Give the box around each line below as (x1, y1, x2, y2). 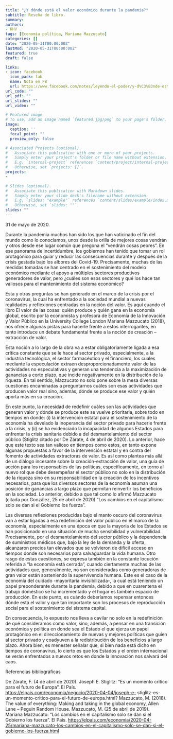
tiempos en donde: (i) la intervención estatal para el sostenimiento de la (5, 414, 157, 420)
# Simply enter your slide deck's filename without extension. (5, 193, 148, 198)
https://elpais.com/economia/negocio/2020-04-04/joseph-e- (5, 689, 136, 695)
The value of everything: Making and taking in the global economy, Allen (5, 700, 159, 707)
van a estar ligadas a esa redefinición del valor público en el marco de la (5, 517, 159, 523)
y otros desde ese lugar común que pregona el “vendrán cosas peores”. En (5, 242, 165, 249)
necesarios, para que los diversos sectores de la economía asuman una (5, 480, 158, 486)
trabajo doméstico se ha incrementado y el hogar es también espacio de (5, 588, 159, 594)
